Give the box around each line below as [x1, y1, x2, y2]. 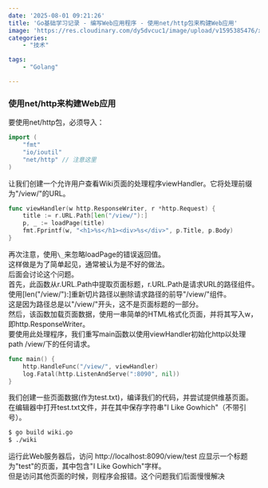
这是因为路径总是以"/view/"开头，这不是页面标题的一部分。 [8, 299, 203, 309]
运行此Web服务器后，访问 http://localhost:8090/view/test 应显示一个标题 [8, 451, 248, 461]
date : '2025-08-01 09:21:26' [8, 11, 105, 20]
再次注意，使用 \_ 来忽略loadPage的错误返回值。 [8, 249, 166, 259]
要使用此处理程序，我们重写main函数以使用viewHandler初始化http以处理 [8, 329, 246, 339]
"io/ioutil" [22, 148, 62, 156]
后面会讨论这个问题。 [8, 269, 78, 279]
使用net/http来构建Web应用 [8, 97, 116, 108]
